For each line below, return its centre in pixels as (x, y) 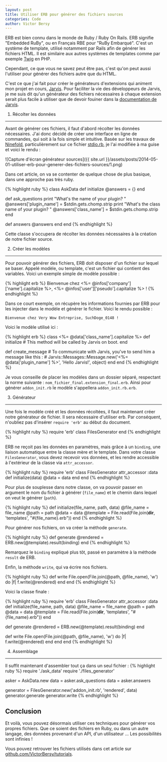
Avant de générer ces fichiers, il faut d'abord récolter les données (73, 129)
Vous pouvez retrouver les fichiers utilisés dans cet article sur (68, 749)
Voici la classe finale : (27, 592)
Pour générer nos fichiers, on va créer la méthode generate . (66, 528)
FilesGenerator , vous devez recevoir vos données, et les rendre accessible (82, 458)
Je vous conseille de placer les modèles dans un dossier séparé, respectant (83, 377)
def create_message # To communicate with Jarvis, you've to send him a (80, 352)
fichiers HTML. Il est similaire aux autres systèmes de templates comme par (83, 54)
